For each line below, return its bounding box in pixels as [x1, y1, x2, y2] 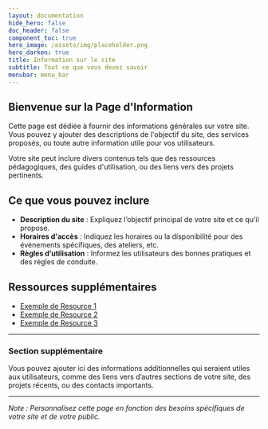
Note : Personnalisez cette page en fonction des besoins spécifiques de [8, 404, 245, 413]
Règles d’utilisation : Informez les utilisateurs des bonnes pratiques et [19, 248, 251, 259]
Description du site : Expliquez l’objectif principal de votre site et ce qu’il [19, 215, 259, 224]
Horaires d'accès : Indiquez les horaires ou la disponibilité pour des [19, 232, 243, 241]
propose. [19, 224, 50, 233]
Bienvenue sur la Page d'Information [8, 100, 194, 114]
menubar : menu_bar [8, 71, 69, 79]
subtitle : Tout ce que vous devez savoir [8, 64, 148, 72]
